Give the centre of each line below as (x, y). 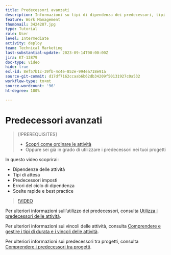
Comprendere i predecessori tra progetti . (48, 247)
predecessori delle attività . (33, 216)
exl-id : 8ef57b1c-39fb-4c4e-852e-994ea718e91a (56, 72)
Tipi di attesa (26, 175)
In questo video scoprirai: (32, 160)
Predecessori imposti (35, 180)
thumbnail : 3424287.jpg (31, 24)
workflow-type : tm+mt (28, 81)
